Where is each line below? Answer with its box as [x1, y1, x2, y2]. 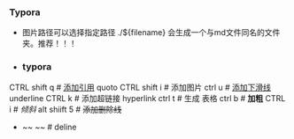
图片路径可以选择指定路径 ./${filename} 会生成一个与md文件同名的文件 [21, 27, 281, 38]
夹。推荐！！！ [21, 38, 77, 49]
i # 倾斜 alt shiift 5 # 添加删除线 [9, 104, 122, 114]
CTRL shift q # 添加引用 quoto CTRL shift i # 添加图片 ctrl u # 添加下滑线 [9, 82, 272, 92]
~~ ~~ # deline [21, 121, 77, 132]
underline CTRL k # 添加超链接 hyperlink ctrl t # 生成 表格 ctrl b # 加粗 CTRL [9, 92, 286, 103]
